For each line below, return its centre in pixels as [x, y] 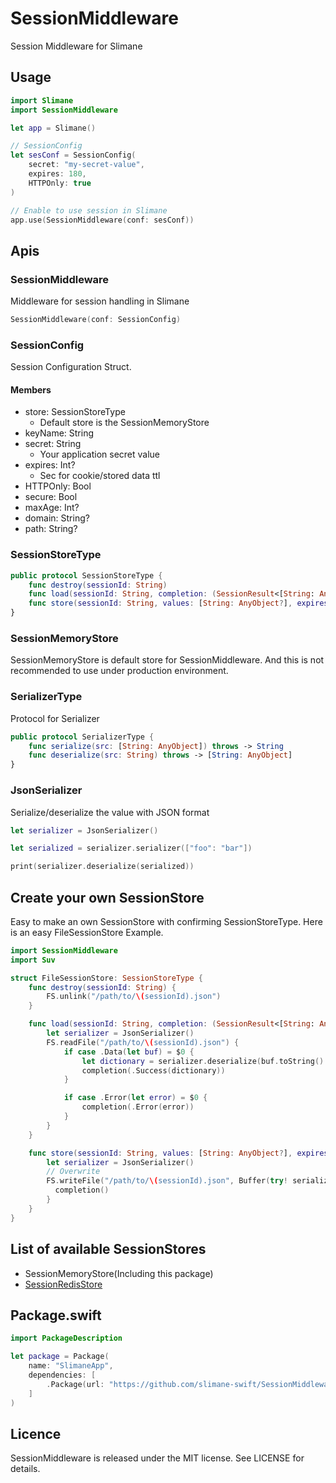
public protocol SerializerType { [82, 737]
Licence [36, 1433]
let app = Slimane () [53, 128]
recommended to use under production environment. [119, 671]
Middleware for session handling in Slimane [100, 301]
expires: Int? [50, 465]
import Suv [33, 960]
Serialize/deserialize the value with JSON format [110, 812]
